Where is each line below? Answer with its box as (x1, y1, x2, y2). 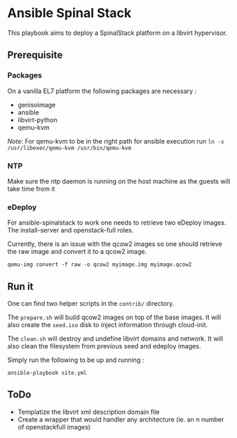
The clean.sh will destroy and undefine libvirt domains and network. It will (7, 334, 224, 343)
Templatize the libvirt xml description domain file (17, 407, 160, 416)
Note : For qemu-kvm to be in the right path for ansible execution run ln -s (7, 137, 225, 145)
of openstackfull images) (17, 422, 91, 431)
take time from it (7, 184, 55, 193)
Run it (7, 280, 34, 292)
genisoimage (17, 100, 56, 109)
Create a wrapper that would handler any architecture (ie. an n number (17, 415, 225, 424)
